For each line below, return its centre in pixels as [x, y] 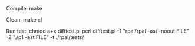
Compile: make [24, 8]
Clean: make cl [24, 20]
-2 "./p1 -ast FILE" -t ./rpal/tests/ [45, 37]
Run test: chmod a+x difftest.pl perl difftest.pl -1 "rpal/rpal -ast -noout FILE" [98, 31]
